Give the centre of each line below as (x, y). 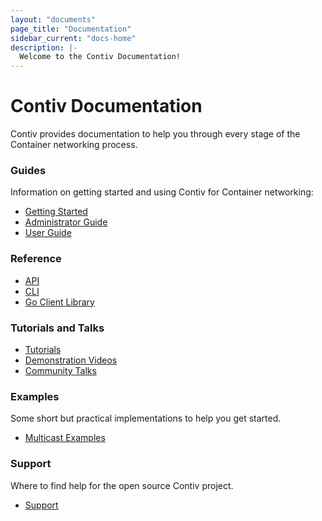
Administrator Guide (66, 222)
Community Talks (60, 370)
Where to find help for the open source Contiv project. (122, 485)
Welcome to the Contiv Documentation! (100, 57)
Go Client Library (59, 302)
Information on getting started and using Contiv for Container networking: (162, 192)
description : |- (44, 47)
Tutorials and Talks (57, 328)
